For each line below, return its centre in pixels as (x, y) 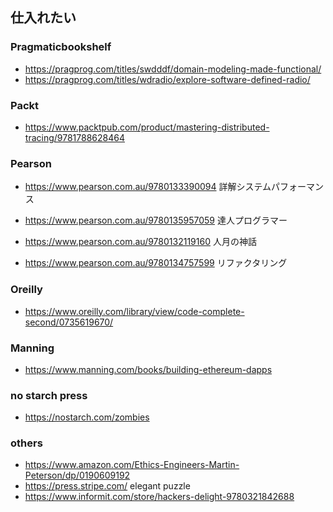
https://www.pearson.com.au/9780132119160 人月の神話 (140, 242)
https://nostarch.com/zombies (87, 417)
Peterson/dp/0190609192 (77, 475)
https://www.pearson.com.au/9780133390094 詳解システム (148, 187)
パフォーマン (298, 187)
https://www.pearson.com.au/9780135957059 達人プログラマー (156, 220)
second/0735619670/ (69, 322)
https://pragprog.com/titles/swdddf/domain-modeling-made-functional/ (173, 69)
